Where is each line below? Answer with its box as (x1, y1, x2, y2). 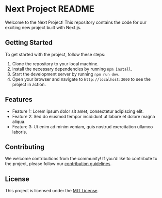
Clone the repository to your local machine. (12, 61, 98, 66)
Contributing (5, 143, 45, 151)
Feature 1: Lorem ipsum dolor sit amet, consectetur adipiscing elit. (12, 108, 144, 114)
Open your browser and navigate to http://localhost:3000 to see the (12, 76, 151, 82)
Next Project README (5, 3, 95, 15)
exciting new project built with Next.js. (5, 24, 81, 30)
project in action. (12, 81, 46, 87)
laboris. (12, 129, 28, 135)
